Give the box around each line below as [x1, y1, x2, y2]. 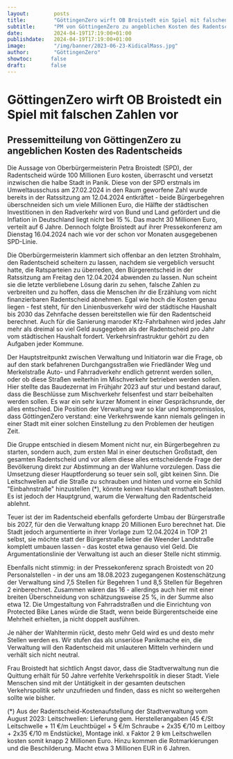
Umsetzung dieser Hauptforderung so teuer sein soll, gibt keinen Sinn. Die [7, 470, 219, 478]
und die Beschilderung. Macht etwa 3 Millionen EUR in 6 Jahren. [7, 744, 191, 752]
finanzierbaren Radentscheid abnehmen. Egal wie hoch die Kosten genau [7, 295, 217, 303]
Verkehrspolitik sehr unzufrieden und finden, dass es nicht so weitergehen [7, 686, 221, 694]
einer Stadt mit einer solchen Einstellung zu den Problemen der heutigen [7, 419, 214, 427]
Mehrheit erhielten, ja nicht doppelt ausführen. [7, 614, 140, 623]
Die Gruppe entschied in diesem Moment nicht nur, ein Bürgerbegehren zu [7, 440, 221, 448]
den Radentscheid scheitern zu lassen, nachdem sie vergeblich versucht [7, 258, 215, 266]
